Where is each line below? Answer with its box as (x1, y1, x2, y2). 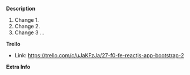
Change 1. (14, 17, 39, 23)
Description (6, 5, 36, 12)
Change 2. (14, 23, 40, 30)
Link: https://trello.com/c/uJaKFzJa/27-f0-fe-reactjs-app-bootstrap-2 (14, 52, 184, 58)
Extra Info (6, 63, 31, 70)
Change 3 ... (14, 29, 45, 36)
